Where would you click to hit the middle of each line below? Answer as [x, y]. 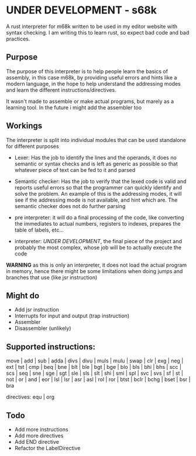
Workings [24, 126]
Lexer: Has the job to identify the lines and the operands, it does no [95, 157]
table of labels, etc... [39, 230]
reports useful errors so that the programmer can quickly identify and [98, 187]
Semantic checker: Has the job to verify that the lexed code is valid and [100, 181]
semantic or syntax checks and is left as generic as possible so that [96, 164]
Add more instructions [41, 429]
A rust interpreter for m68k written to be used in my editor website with [92, 26]
